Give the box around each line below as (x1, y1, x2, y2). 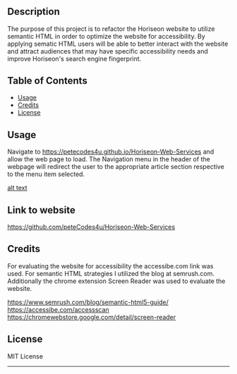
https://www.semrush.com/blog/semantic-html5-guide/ (7, 298, 169, 306)
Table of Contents (7, 75, 88, 87)
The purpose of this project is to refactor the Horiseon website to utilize (7, 24, 215, 33)
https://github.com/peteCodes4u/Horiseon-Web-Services (7, 223, 176, 231)
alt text (7, 184, 28, 192)
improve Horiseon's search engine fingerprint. (7, 54, 142, 63)
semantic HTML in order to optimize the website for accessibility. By (7, 32, 206, 40)
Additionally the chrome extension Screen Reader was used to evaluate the (7, 277, 226, 285)
